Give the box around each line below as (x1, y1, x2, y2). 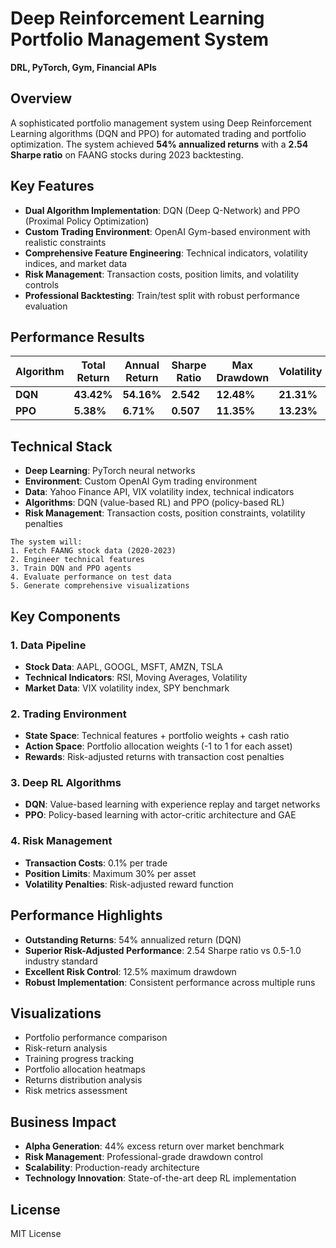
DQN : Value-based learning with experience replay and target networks (24, 798, 321, 811)
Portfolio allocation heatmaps (24, 1063, 146, 1076)
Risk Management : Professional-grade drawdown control (24, 1151, 263, 1163)
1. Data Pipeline (10, 638, 87, 652)
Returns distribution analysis (24, 1074, 143, 1086)
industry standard (24, 955, 98, 967)
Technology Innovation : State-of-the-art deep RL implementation (24, 1172, 297, 1184)
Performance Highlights (10, 907, 163, 924)
